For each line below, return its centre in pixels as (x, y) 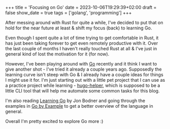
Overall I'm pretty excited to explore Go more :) (54, 121)
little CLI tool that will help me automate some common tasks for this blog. (82, 91)
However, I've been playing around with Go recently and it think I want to (81, 64)
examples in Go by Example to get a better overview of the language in (79, 106)
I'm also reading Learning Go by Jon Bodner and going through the (75, 101)
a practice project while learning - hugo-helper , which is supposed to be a (83, 85)
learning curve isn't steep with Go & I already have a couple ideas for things (84, 75)
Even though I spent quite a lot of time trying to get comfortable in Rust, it (82, 38)
